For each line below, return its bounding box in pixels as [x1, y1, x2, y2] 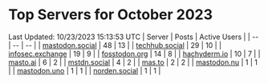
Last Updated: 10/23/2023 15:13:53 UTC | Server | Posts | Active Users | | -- [8, 32, 259, 41]
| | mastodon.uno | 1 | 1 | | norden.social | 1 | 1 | [8, 65, 161, 75]
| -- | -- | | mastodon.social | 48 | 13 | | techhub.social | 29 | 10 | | [8, 40, 222, 49]
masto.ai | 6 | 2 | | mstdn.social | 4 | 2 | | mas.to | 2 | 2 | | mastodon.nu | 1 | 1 [8, 57, 258, 67]
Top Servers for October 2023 [8, 6, 213, 24]
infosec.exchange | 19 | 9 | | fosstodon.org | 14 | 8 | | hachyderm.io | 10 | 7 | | [8, 49, 261, 58]
